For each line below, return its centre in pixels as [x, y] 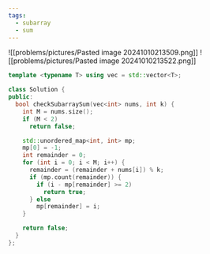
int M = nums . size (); [58, 111]
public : [21, 97]
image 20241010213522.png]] [148, 61]
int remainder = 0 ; [54, 155]
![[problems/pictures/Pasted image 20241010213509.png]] [103, 53]
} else [40, 199]
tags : [17, 15]
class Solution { [37, 90]
